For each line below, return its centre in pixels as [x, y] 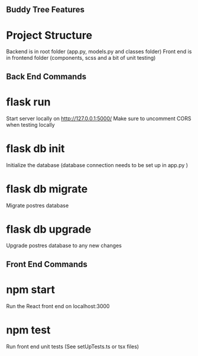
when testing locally [30, 124]
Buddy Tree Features [45, 10]
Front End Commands [47, 264]
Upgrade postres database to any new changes [64, 246]
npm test [28, 330]
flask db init [35, 148]
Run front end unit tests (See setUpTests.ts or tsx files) [73, 347]
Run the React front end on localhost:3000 [58, 306]
